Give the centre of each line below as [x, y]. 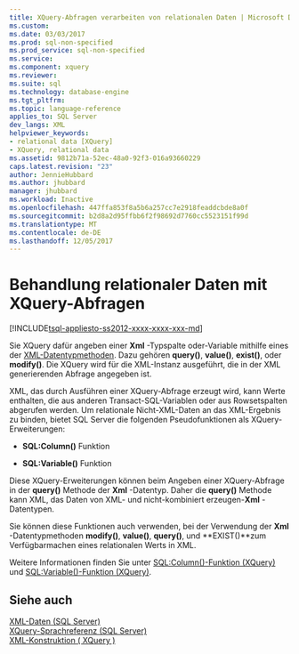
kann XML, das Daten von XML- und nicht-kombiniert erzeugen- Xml [134, 500]
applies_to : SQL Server [53, 117]
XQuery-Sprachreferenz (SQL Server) [78, 631]
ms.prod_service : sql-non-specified [77, 51]
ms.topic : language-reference [65, 109]
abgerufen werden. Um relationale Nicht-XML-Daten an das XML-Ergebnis [145, 410]
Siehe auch [41, 600]
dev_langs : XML [37, 125]
